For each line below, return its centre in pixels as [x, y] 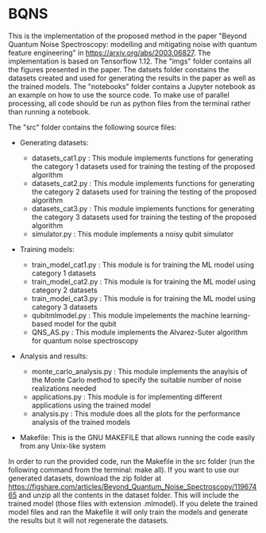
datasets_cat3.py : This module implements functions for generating [143, 208]
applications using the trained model [91, 405]
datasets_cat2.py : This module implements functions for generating [143, 183]
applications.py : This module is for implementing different [127, 396]
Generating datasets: [54, 142]
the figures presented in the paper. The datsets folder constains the [119, 69]
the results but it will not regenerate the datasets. [89, 520]
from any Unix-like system [62, 446]
